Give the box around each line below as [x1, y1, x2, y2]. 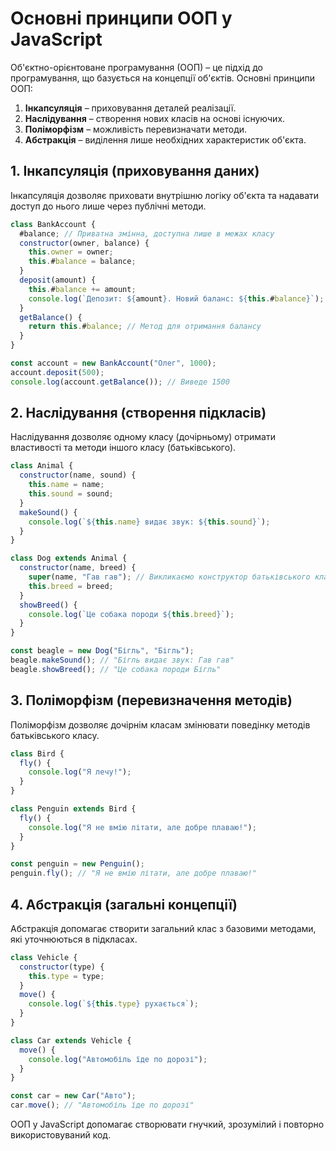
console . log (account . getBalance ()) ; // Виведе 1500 [10, 377, 230, 387]
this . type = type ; [28, 971, 105, 981]
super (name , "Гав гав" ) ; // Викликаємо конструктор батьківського [28, 572, 311, 582]
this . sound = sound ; [28, 489, 114, 499]
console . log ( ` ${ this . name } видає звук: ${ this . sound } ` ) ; [28, 517, 271, 527]
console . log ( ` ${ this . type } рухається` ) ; [28, 999, 199, 1009]
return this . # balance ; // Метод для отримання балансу [28, 322, 262, 332]
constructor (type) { [19, 962, 105, 972]
